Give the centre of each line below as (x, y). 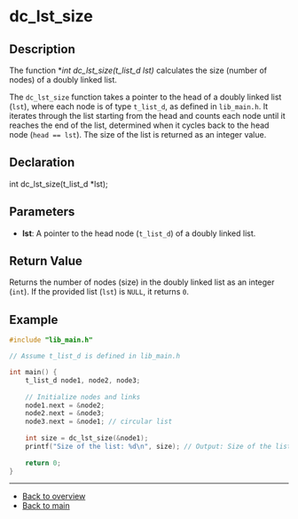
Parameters (42, 212)
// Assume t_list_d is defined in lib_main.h (94, 357)
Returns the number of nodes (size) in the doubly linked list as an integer (142, 282)
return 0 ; (43, 463)
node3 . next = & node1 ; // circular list (99, 422)
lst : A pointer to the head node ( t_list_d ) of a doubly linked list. (139, 233)
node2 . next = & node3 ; (65, 413)
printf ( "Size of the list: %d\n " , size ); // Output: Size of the (149, 446)
